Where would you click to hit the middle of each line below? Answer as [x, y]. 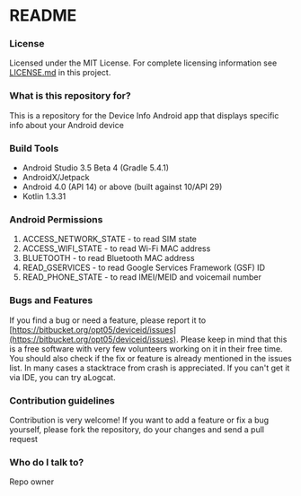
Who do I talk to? [47, 462]
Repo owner [32, 482]
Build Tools [34, 148]
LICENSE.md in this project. [60, 73]
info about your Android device [66, 125]
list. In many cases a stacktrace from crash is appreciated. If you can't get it [150, 368]
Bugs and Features [51, 300]
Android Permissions [56, 219]
